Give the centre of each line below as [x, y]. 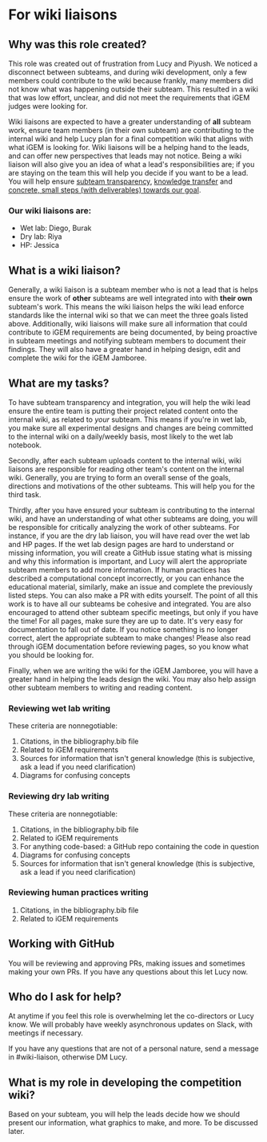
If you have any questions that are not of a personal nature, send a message [133, 1049]
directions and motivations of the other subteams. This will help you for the [132, 486]
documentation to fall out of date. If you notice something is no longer [123, 629]
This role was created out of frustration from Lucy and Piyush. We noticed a [133, 63]
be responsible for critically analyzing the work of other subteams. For [124, 527]
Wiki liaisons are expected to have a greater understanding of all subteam [130, 121]
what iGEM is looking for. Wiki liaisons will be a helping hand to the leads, [129, 147]
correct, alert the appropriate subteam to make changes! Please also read [130, 638]
